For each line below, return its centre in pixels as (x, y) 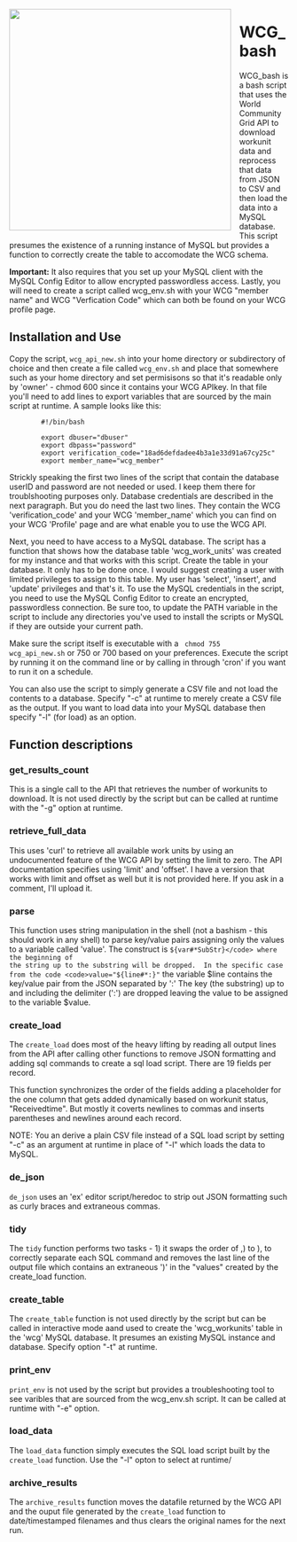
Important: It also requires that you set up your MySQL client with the (136, 271)
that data (255, 169)
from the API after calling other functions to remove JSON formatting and (143, 1054)
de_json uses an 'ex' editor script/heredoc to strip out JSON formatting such (148, 1196)
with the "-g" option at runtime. (66, 808)
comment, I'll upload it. (51, 888)
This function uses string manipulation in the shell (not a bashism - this (138, 931)
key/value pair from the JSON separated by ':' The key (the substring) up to (147, 984)
